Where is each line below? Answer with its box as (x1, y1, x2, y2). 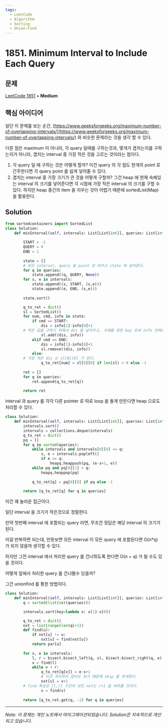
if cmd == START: (31, 319, 68, 324)
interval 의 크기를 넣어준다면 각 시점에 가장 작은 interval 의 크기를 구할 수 (17, 181, 160, 187)
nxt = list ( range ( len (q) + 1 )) (23, 623, 84, 628)
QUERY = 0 (23, 245, 43, 250)
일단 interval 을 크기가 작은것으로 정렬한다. (5, 509, 88, 515)
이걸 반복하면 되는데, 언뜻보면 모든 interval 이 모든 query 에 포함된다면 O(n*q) (5, 536, 158, 543)
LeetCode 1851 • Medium (5, 93, 58, 99)
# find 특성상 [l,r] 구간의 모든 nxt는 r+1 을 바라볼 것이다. (23, 683, 138, 688)
